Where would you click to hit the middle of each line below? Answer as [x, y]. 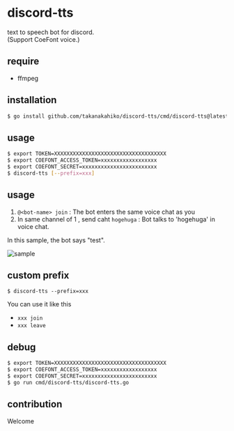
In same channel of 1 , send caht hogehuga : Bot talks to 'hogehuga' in [116, 219]
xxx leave [32, 326]
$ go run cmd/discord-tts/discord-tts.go [68, 382]
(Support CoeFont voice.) [44, 39]
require [23, 62]
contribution [35, 404]
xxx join [30, 318]
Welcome [21, 421]
